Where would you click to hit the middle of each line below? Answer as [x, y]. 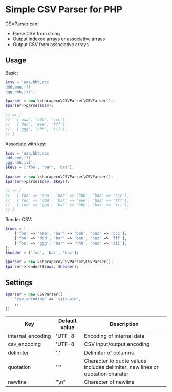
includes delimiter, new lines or [121, 367]
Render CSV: [19, 220]
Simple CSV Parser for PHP [64, 9]
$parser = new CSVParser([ [34, 294]
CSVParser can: [22, 24]
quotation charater [106, 374]
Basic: [12, 73]
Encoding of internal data [114, 336]
